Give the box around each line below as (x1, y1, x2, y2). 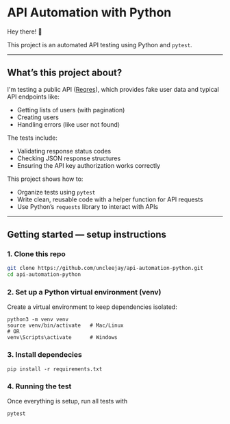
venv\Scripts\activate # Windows (7, 334, 118, 341)
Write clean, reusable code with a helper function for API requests (16, 195, 203, 203)
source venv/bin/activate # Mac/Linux (7, 322, 125, 329)
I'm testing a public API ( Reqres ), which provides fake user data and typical (7, 85, 219, 93)
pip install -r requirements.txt (7, 365, 103, 373)
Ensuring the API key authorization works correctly (16, 161, 161, 169)
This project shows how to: (7, 175, 84, 183)
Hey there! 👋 (7, 27, 42, 36)
